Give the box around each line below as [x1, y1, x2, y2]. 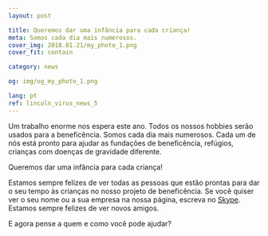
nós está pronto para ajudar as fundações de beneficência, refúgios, [8, 138, 234, 148]
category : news [8, 63, 59, 71]
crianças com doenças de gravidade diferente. [8, 146, 162, 156]
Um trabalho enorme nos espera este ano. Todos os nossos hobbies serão [8, 121, 254, 130]
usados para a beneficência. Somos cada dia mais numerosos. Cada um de [8, 130, 257, 139]
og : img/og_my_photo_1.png [8, 78, 98, 86]
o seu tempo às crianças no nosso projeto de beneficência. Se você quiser [8, 186, 254, 196]
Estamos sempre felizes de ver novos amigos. [8, 203, 160, 213]
